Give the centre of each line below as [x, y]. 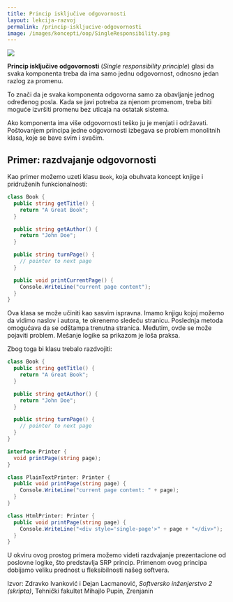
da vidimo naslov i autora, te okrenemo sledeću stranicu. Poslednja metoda [115, 321]
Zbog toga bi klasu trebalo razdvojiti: [60, 349]
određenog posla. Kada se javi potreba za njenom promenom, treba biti [110, 102]
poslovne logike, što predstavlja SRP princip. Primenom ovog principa [107, 563]
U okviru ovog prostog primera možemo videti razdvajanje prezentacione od [117, 555]
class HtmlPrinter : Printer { [51, 516]
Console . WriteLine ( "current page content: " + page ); [99, 490]
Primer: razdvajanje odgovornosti [82, 160]
